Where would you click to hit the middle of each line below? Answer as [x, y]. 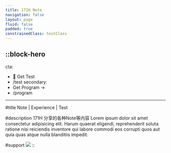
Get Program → [29, 87]
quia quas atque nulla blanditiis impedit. [47, 134]
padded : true [19, 29]
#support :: [20, 145]
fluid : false [19, 24]
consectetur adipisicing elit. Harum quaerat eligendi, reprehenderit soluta [82, 123]
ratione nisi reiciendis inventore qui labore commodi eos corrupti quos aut [83, 129]
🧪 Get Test [24, 76]
